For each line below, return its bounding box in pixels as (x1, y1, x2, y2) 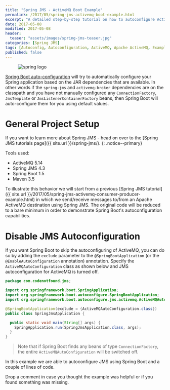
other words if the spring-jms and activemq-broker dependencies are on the (5, 84, 164, 90)
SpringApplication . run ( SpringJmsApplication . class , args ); (14, 325, 142, 330)
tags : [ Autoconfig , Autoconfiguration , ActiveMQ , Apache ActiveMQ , (5, 45, 151, 50)
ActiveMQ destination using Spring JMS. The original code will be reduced (5, 202, 161, 208)
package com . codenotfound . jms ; (5, 279, 71, 284)
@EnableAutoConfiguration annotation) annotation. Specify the (5, 258, 135, 264)
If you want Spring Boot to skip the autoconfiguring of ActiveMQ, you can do (5, 247, 165, 253)
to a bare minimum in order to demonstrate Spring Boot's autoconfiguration (5, 207, 162, 213)
